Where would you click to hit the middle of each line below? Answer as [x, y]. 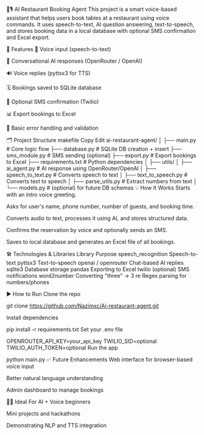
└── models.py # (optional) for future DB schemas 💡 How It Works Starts [98, 188]
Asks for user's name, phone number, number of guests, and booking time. [100, 206]
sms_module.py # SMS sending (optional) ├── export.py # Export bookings [101, 155]
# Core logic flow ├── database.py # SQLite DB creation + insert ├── [94, 149]
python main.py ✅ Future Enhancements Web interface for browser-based [100, 359]
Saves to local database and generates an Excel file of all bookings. [91, 242]
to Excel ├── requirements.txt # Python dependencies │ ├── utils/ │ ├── [99, 162]
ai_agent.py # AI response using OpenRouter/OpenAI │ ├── [81, 168]
